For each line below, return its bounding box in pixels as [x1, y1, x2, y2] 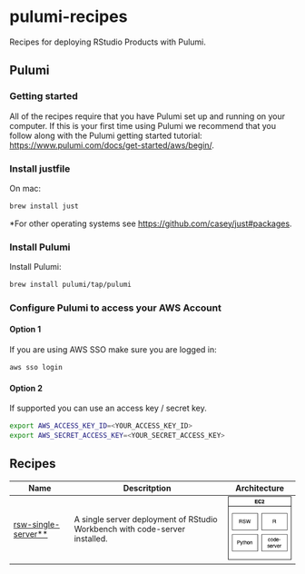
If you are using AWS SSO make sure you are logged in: [9, 344, 218, 355]
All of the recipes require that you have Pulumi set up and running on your [9, 111, 286, 122]
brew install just [9, 202, 79, 211]
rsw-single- [13, 519, 61, 529]
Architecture [235, 483, 284, 494]
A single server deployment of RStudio [74, 514, 218, 525]
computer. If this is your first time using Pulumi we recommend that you [9, 120, 277, 131]
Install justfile [9, 162, 71, 174]
